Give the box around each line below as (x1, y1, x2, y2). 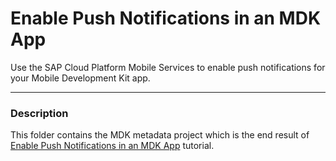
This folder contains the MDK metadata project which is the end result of (10, 129, 310, 141)
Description (10, 106, 69, 120)
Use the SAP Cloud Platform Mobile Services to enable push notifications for (10, 61, 326, 73)
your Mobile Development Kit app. (10, 72, 151, 84)
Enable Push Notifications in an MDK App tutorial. (10, 140, 215, 152)
